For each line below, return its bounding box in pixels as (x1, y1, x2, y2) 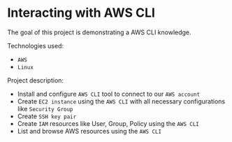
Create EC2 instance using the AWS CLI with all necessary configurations (17, 97, 226, 106)
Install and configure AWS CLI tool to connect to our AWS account (17, 90, 201, 98)
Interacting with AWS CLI (7, 5, 156, 21)
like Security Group (17, 104, 73, 113)
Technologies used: (7, 41, 64, 50)
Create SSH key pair (17, 112, 77, 120)
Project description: (7, 76, 64, 85)
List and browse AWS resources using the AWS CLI (17, 127, 162, 135)
